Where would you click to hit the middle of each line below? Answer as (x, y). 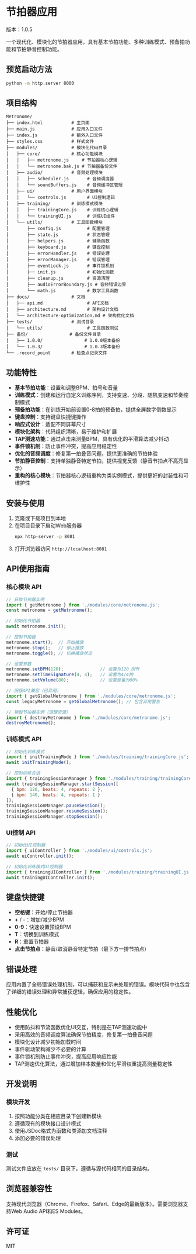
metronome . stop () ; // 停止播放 (45, 647)
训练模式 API (24, 739)
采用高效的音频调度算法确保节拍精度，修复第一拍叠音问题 (83, 1034)
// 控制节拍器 (21, 637)
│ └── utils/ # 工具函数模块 (55, 222)
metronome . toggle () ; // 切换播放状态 (49, 653)
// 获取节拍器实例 (25, 599)
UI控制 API (21, 832)
